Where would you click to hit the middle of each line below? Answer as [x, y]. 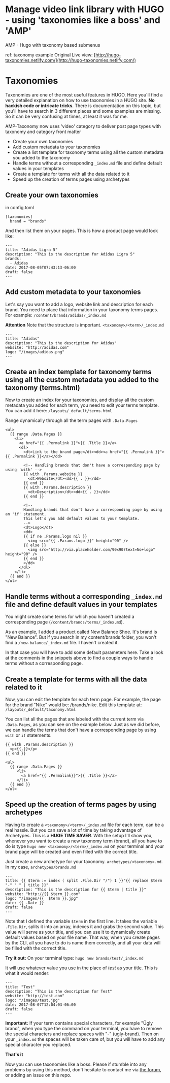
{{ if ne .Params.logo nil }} [55, 537]
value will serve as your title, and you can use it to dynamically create [78, 932]
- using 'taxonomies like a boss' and [83, 20]
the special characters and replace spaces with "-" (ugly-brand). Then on [82, 1034]
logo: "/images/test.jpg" [32, 1000]
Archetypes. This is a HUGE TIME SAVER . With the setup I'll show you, [79, 835]
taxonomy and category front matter [43, 132]
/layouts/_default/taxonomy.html [41, 709]
